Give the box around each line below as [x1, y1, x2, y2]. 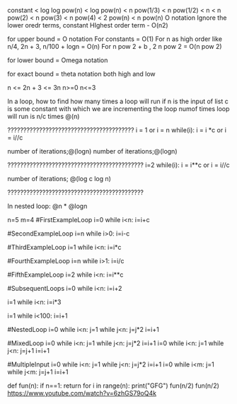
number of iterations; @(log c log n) [7, 175, 112, 183]
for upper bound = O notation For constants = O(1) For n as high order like [7, 35, 223, 43]
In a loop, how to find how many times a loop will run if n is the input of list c [7, 97, 229, 105]
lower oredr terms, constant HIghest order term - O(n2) [7, 21, 168, 29]
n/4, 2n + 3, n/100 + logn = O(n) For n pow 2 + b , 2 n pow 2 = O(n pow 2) [7, 42, 222, 50]
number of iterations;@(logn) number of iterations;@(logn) [7, 147, 178, 155]
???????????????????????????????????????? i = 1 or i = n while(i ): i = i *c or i [7, 126, 226, 134]
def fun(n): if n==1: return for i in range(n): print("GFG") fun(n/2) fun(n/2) [7, 381, 219, 390]
